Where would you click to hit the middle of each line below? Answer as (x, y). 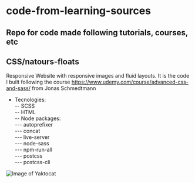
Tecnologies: (30, 100)
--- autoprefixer (34, 125)
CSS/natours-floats (43, 61)
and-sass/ (19, 88)
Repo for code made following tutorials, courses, (97, 33)
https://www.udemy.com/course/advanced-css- (130, 82)
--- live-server (32, 137)
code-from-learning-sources (79, 11)
